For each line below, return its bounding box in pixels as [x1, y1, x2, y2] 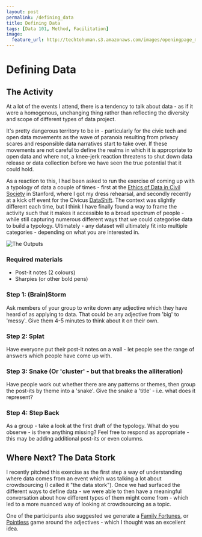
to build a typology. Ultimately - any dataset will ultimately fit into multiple [6, 222, 188, 229]
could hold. [6, 166, 34, 172]
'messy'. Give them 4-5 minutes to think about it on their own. [6, 317, 159, 324]
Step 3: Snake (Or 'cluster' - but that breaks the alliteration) [6, 367, 183, 375]
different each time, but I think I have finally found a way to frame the [6, 203, 177, 210]
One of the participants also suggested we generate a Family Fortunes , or [6, 512, 189, 520]
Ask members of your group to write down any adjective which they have [6, 304, 188, 311]
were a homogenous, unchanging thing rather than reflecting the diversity [6, 109, 189, 116]
